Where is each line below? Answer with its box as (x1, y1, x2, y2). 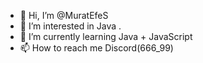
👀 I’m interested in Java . (19, 20, 122, 32)
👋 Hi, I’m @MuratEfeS (19, 10, 109, 21)
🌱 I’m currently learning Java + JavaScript (19, 31, 193, 42)
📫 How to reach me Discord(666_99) (19, 42, 174, 54)
